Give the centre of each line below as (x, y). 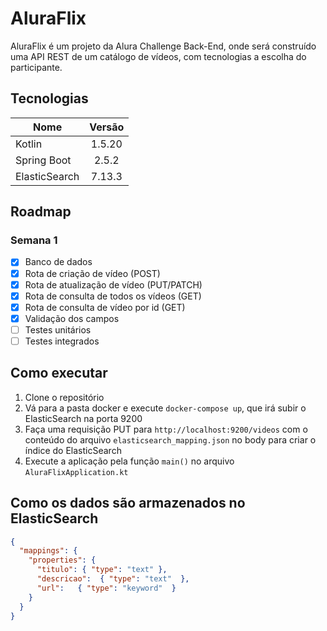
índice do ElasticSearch (73, 450)
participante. (36, 67)
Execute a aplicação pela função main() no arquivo (129, 461)
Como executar (59, 373)
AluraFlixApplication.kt (76, 472)
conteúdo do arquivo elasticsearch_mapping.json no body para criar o (170, 439)
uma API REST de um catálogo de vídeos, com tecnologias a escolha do (158, 56)
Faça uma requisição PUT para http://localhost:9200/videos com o (166, 429)
